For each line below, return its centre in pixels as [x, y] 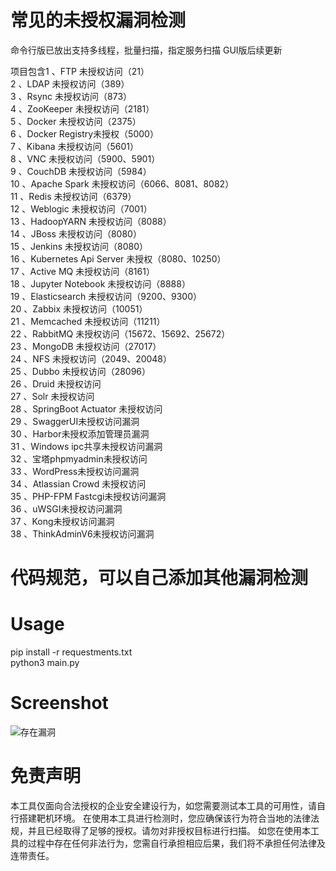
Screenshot [59, 703]
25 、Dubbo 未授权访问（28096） [81, 371]
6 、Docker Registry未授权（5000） [84, 133]
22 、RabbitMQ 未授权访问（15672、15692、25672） [120, 333]
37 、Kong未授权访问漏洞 [62, 521]
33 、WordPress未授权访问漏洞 [75, 471]
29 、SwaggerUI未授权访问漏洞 [75, 421]
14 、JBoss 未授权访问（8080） [76, 233]
